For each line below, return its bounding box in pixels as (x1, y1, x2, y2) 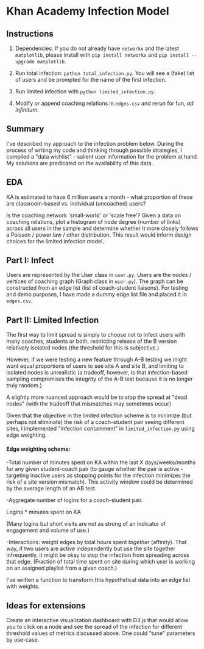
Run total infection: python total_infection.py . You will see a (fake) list (15, 70, 195, 77)
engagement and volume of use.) (6, 526, 90, 534)
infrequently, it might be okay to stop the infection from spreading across (6, 551, 190, 559)
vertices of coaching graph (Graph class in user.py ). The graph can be (6, 278, 184, 285)
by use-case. (6, 636, 40, 644)
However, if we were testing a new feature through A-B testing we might (6, 356, 188, 364)
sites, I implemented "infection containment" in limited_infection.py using (6, 425, 195, 432)
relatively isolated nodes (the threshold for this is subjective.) (6, 344, 160, 351)
